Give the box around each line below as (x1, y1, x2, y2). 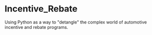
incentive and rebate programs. (4, 24, 68, 30)
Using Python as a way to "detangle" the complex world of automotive (4, 19, 147, 25)
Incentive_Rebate (4, 3, 78, 14)
